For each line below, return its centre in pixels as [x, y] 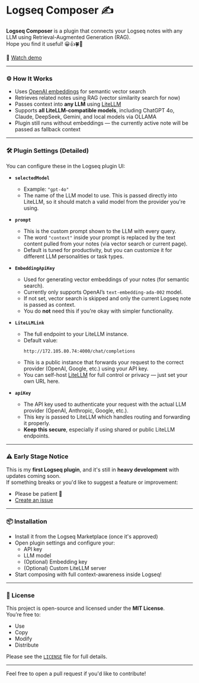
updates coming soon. [33, 476]
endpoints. [37, 436]
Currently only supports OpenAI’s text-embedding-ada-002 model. [103, 292]
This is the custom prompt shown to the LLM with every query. [100, 231]
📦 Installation [27, 521]
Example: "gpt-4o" [46, 189]
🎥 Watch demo [24, 57]
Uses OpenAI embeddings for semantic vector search [80, 92]
